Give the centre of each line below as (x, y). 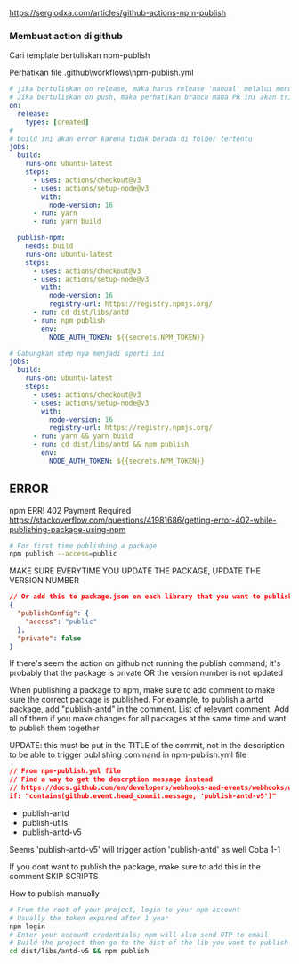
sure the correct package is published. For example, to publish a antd (137, 700)
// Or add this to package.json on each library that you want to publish (151, 597)
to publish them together (54, 728)
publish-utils (45, 822)
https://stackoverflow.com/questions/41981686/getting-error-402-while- (143, 520)
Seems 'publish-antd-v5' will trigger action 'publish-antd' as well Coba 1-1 (145, 849)
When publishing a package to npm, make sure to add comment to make (142, 690)
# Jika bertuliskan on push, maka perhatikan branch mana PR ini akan (143, 97)
